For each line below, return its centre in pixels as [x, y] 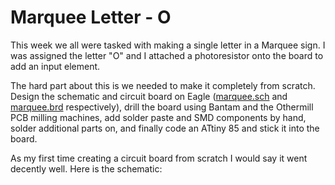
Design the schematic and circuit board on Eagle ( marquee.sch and [149, 96]
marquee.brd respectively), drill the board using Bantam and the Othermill [162, 107]
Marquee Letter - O [91, 17]
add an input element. [55, 66]
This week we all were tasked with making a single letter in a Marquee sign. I [168, 45]
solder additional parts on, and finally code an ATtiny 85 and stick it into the [165, 128]
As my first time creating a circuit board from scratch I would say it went [159, 158]
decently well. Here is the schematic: [86, 168]
